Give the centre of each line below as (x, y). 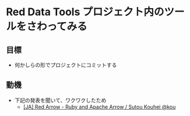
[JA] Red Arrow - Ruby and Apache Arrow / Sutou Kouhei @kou (99, 107)
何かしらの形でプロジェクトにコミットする (66, 65)
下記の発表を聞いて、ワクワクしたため (60, 100)
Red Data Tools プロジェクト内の (85, 12)
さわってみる (57, 27)
